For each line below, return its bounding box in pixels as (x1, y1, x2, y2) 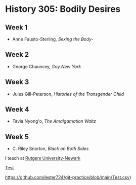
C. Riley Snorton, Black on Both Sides (12, 146, 89, 151)
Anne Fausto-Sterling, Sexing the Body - (12, 36, 94, 42)
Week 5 (5, 132, 29, 141)
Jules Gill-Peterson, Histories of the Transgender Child (12, 91, 124, 97)
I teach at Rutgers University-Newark (5, 155, 81, 161)
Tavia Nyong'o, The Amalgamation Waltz (12, 118, 96, 124)
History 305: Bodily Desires (5, 3, 121, 15)
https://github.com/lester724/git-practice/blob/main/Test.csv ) (5, 174, 131, 181)
